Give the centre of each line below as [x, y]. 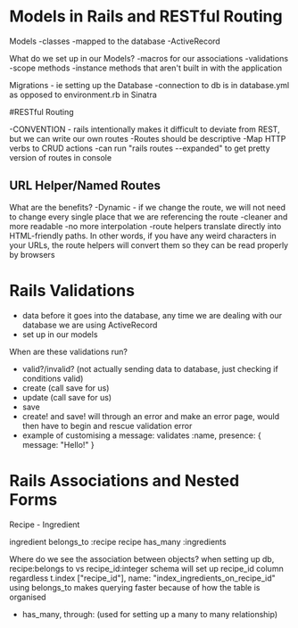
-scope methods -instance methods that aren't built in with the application [146, 68]
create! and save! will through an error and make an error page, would [150, 416]
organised [28, 597]
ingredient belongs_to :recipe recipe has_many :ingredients [118, 541]
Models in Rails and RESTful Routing [146, 17]
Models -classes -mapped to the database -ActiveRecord [115, 41]
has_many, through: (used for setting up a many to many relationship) [150, 614]
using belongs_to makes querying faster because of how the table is [135, 587]
